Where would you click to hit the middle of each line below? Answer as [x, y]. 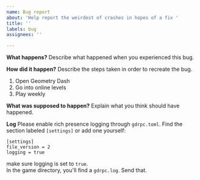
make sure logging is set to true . [47, 164]
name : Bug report [28, 12]
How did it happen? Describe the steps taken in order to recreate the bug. [99, 69]
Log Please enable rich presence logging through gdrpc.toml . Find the [95, 124]
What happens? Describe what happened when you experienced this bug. [100, 57]
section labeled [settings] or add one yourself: [66, 131]
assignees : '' [24, 35]
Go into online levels [41, 88]
